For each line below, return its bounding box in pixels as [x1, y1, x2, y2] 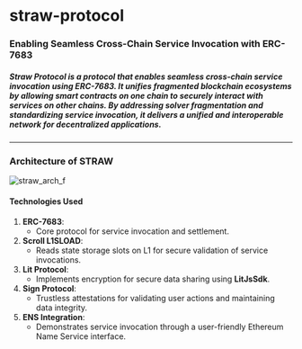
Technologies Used [9, 195, 84, 207]
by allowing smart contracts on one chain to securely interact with [9, 90, 263, 101]
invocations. [35, 254, 82, 265]
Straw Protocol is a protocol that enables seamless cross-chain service [9, 71, 283, 82]
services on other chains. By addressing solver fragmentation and [9, 100, 263, 111]
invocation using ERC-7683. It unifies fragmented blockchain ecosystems [9, 80, 292, 91]
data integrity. [35, 302, 88, 313]
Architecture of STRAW [9, 155, 114, 167]
